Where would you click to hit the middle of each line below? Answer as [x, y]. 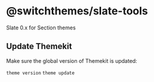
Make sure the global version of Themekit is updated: [72, 60]
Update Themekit [39, 46]
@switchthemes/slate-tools [77, 11]
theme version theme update [40, 73]
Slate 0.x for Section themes [41, 28]
